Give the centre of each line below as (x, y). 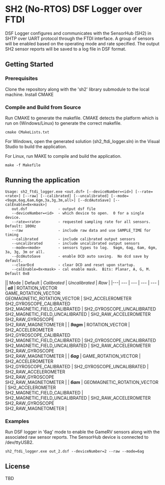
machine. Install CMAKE (30, 94)
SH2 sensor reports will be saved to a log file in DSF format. (66, 49)
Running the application (43, 180)
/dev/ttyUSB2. (19, 443)
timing (12, 235)
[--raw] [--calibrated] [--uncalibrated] (66, 196)
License (17, 467)
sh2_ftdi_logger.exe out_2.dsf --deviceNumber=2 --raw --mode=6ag (75, 451)
